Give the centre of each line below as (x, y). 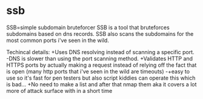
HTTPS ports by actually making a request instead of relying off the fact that (101, 65)
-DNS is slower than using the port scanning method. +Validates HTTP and (99, 58)
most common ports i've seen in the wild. (58, 40)
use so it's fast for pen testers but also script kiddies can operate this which (101, 78)
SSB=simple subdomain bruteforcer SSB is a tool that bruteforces (88, 27)
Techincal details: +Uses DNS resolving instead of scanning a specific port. (101, 52)
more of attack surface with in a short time (59, 90)
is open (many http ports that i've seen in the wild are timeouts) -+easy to (98, 71)
